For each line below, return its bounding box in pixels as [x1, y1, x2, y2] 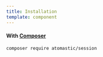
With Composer [6, 32, 46, 39]
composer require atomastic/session [6, 45, 97, 51]
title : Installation [6, 8, 58, 15]
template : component [6, 14, 58, 20]
